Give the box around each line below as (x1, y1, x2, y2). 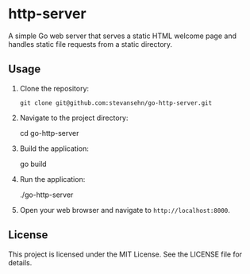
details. (8, 257, 33, 267)
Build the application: (19, 144, 89, 153)
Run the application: (19, 174, 86, 183)
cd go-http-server (19, 128, 79, 137)
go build (19, 159, 47, 168)
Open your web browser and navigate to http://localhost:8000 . (19, 205, 230, 214)
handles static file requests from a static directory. (8, 39, 173, 48)
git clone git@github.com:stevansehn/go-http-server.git (19, 98, 213, 107)
